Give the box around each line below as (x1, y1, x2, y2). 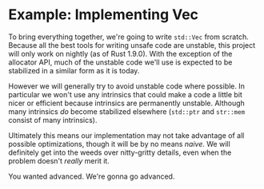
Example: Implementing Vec (8, 6, 198, 24)
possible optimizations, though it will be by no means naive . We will (8, 139, 230, 148)
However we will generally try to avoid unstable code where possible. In (8, 81, 246, 91)
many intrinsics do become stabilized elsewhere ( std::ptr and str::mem (8, 106, 246, 116)
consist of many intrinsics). (8, 115, 98, 124)
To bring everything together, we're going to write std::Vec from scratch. (8, 32, 250, 41)
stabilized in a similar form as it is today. (8, 65, 140, 75)
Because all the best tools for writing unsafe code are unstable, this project (8, 40, 256, 49)
